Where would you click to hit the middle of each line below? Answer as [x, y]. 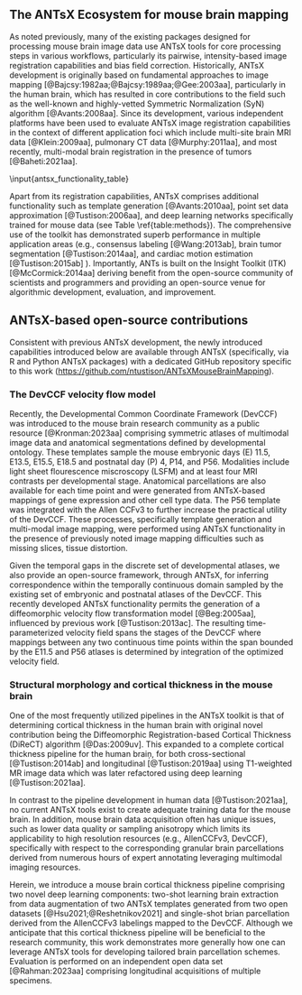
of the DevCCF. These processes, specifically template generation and [141, 519]
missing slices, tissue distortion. [69, 548]
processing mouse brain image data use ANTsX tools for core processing [145, 46]
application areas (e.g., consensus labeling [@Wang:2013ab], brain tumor [146, 244]
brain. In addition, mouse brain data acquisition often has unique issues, [143, 819]
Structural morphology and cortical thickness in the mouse [141, 685]
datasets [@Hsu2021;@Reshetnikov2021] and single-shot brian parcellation [150, 914]
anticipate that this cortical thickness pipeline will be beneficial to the [137, 933]
